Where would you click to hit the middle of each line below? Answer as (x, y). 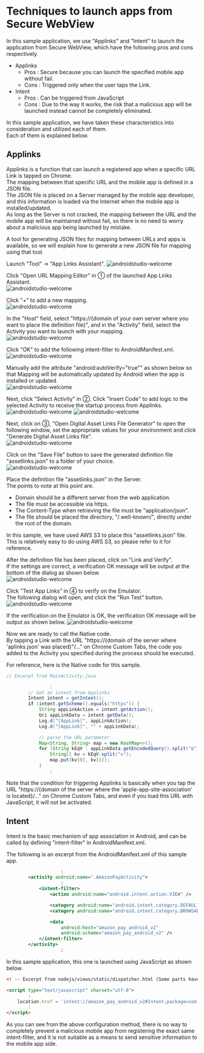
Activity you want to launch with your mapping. (65, 331)
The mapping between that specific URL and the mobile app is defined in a (100, 182)
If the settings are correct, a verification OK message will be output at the (98, 566)
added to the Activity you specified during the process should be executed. (100, 653)
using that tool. (25, 252)
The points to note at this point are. (50, 486)
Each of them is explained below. (48, 135)
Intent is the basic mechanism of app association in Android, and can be (97, 836)
